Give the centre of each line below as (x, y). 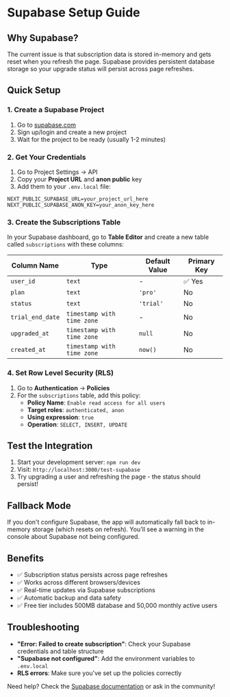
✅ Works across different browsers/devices (78, 583)
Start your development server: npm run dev (79, 462)
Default (158, 262)
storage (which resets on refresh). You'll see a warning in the (118, 529)
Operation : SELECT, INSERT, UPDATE (77, 424)
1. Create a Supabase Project (56, 110)
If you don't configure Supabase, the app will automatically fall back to (106, 522)
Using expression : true (61, 417)
